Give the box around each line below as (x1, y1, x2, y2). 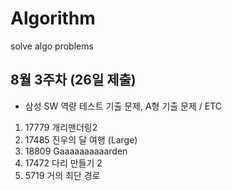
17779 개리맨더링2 (24, 121, 98, 133)
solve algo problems (10, 40, 94, 52)
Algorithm (10, 7, 96, 30)
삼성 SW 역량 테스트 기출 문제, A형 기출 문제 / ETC (24, 100, 223, 112)
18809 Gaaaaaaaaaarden (24, 145, 128, 157)
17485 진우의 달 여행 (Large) (24, 133, 138, 146)
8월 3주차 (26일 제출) (10, 72, 137, 89)
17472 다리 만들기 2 (24, 157, 103, 169)
